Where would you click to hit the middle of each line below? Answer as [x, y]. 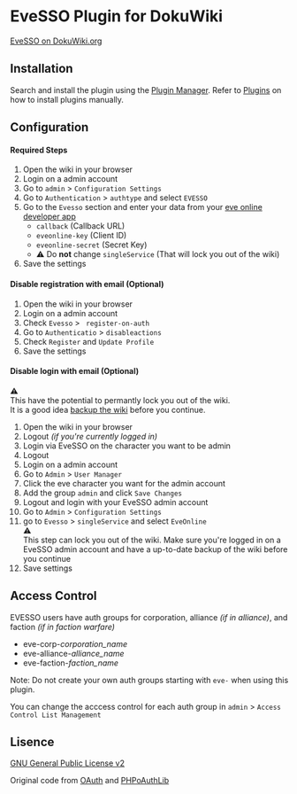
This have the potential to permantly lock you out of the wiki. [120, 400]
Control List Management [56, 715]
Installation [42, 69]
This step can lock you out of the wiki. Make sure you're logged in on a [152, 540]
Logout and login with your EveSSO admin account [115, 502]
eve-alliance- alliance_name [73, 653]
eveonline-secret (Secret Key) [91, 245]
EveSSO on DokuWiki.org [56, 41]
